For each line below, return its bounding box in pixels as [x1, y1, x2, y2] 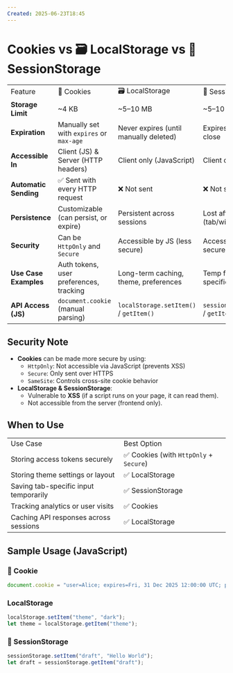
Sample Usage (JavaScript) [7, 545, 128, 557]
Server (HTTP [58, 155, 103, 165]
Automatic [10, 179, 46, 189]
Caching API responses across [10, 512, 111, 522]
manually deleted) [117, 131, 177, 141]
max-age [58, 137, 83, 145]
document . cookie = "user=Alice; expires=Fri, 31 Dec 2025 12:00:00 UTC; [7, 581, 222, 588]
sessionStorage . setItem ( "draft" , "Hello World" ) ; [7, 653, 154, 660]
